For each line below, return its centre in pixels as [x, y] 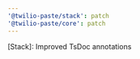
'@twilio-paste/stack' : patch [59, 16]
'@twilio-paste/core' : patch [57, 23]
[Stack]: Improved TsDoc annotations [70, 46]
